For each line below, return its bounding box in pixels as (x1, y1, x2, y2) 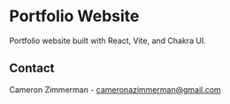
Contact (9, 61, 55, 76)
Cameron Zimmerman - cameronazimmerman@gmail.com (9, 84, 221, 94)
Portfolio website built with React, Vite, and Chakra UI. (9, 35, 206, 46)
